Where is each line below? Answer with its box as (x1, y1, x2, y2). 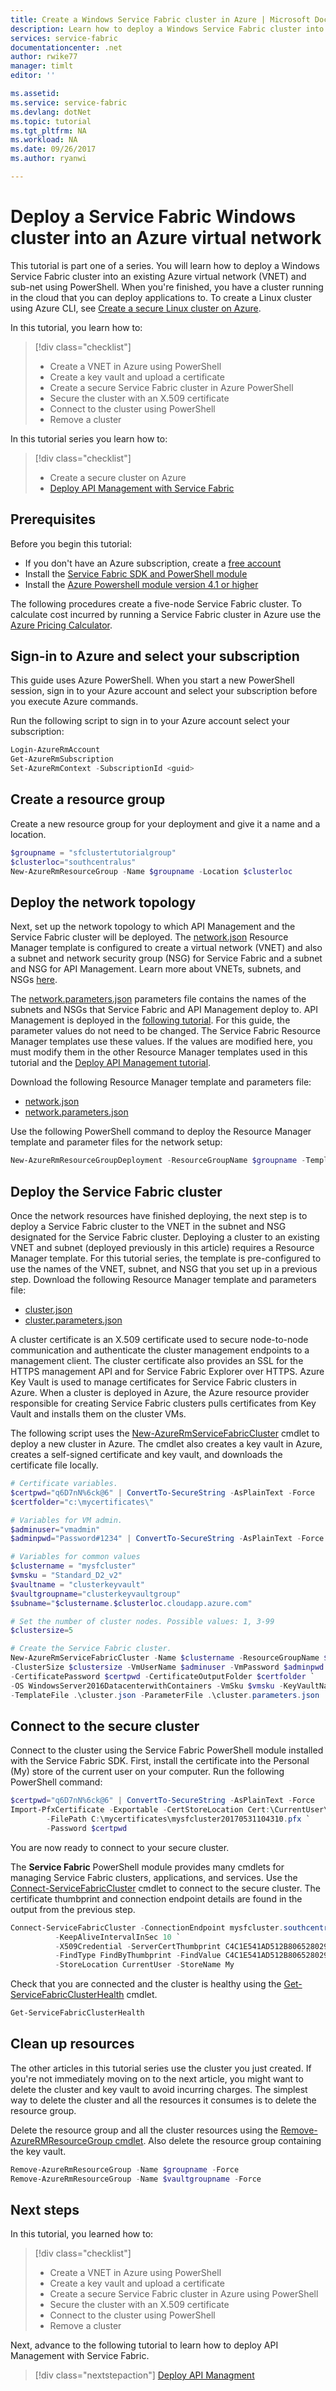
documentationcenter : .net (10, 42, 123, 53)
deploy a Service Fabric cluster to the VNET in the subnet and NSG (10, 1221, 287, 1232)
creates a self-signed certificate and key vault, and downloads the (10, 1449, 283, 1460)
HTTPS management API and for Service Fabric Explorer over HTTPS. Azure (10, 1366, 325, 1377)
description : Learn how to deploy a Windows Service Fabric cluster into (10, 24, 325, 34)
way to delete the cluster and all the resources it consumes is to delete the (10, 2094, 317, 2106)
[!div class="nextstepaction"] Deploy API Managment (34, 2369, 255, 2381)
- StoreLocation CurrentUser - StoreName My (54, 1960, 235, 1970)
